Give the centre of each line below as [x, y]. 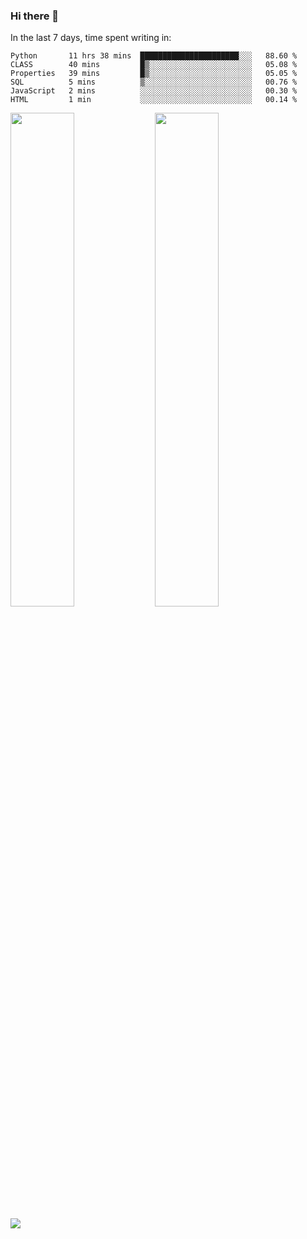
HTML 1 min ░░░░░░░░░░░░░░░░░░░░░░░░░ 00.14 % [154, 100]
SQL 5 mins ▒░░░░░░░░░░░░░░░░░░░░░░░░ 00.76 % [154, 82]
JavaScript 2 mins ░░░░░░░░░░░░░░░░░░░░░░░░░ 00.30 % [154, 91]
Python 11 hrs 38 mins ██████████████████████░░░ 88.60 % [154, 56]
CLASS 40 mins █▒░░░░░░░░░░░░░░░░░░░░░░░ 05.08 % [154, 65]
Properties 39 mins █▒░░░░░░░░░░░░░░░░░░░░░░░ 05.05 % [154, 74]
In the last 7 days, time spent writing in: [91, 38]
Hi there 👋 [35, 16]
